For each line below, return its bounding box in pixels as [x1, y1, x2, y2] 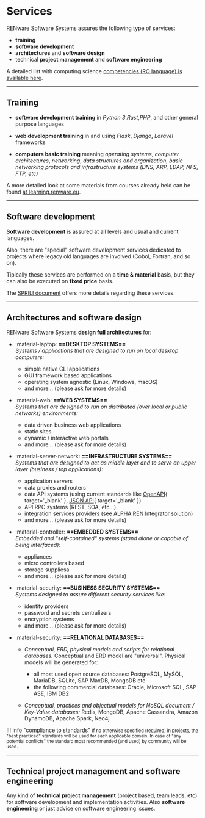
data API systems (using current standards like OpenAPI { [24, 490, 168, 498]
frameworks [15, 139, 46, 146]
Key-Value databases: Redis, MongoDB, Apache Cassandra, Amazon [24, 708, 198, 715]
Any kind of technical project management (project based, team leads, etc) [6, 792, 198, 799]
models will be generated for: [24, 659, 98, 666]
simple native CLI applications [24, 365, 100, 373]
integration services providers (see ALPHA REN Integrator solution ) [24, 510, 193, 517]
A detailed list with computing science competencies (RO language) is [6, 67, 182, 74]
